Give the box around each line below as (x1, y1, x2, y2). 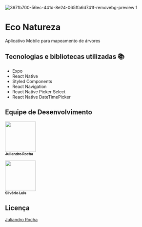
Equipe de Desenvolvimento (5, 108, 93, 117)
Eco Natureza (5, 22, 61, 33)
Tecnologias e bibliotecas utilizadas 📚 (5, 53, 125, 61)
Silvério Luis (5, 190, 27, 195)
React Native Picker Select (12, 88, 66, 95)
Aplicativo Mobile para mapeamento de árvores (5, 38, 101, 43)
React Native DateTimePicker (12, 94, 71, 100)
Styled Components (12, 78, 53, 84)
